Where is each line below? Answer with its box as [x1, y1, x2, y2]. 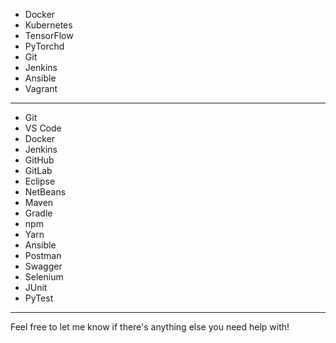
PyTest [24, 292, 54, 304]
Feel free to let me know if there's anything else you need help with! [10, 321, 290, 333]
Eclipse [24, 175, 56, 187]
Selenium [24, 271, 64, 283]
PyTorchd [24, 40, 65, 52]
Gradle [24, 207, 53, 219]
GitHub [24, 154, 55, 166]
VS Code [24, 122, 62, 134]
